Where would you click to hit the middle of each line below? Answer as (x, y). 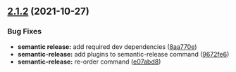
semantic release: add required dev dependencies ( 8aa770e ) (107, 46)
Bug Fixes (25, 31)
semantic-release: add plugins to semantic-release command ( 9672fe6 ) (123, 54)
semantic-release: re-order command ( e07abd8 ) (89, 62)
